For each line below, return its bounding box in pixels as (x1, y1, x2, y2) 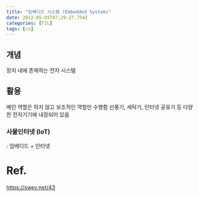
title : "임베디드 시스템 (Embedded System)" (6, 8, 112, 15)
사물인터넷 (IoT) (6, 128, 50, 136)
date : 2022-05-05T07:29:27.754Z (6, 15, 88, 21)
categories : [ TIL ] (6, 20, 53, 26)
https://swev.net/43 (6, 184, 56, 191)
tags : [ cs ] (6, 25, 34, 32)
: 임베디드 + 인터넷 (6, 143, 50, 150)
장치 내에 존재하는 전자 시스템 (6, 67, 76, 74)
